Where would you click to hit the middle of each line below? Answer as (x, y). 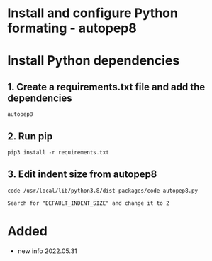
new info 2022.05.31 (48, 251)
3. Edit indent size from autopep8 (82, 175)
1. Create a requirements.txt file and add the (106, 87)
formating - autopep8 (72, 28)
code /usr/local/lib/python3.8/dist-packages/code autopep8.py (103, 191)
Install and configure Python (93, 13)
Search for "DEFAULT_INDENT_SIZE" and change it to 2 (89, 203)
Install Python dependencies (94, 61)
